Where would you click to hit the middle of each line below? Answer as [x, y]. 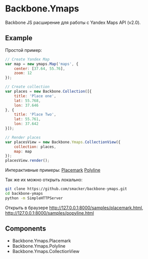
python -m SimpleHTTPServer [34, 198]
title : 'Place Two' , [35, 115]
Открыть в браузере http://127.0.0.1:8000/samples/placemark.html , [74, 208]
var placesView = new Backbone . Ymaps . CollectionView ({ [63, 142]
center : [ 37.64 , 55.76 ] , [40, 68]
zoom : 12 [23, 73]
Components [25, 229]
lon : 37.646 [26, 105]
